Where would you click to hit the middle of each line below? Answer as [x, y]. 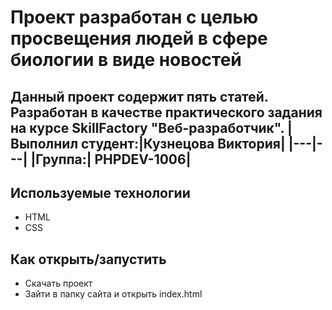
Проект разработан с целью [134, 17]
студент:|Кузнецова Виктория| [183, 143]
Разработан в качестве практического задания [166, 112]
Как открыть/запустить [88, 259]
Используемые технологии [100, 192]
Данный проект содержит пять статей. [139, 96]
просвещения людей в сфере [139, 38]
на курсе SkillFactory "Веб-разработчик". [147, 127]
